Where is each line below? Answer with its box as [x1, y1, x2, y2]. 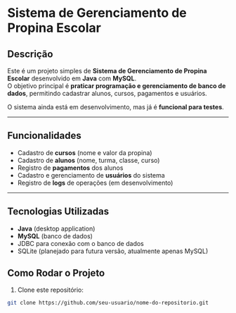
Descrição [7, 48, 53, 60]
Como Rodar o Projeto [7, 267, 105, 279]
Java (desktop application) [17, 224, 96, 233]
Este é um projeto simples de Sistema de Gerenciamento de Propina [7, 67, 207, 75]
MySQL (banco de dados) [17, 231, 93, 240]
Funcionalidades [7, 130, 82, 142]
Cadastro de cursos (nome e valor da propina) [17, 148, 152, 156]
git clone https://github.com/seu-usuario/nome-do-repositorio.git [7, 300, 209, 307]
